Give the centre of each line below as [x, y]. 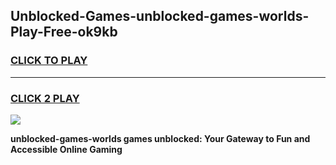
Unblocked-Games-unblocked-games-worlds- [160, 16]
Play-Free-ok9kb [64, 32]
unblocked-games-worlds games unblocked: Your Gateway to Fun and [160, 138]
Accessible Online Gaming [66, 149]
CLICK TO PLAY [49, 61]
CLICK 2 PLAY [45, 98]
